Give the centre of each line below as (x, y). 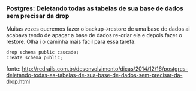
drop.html (18, 81)
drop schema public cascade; (43, 53)
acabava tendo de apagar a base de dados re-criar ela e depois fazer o (94, 35)
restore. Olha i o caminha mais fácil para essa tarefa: (71, 42)
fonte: (13, 69)
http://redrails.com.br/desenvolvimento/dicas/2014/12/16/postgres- (105, 69)
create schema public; (34, 58)
